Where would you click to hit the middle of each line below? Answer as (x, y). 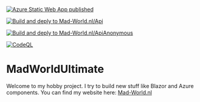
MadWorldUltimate (55, 69)
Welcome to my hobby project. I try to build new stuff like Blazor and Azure (100, 86)
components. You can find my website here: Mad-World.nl (79, 92)
